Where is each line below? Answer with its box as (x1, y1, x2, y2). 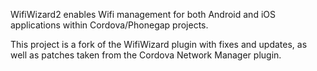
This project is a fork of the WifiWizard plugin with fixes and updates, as (10, 39, 308, 50)
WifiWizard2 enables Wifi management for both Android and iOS (10, 9, 276, 20)
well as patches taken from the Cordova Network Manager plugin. (10, 49, 282, 61)
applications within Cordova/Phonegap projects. (10, 19, 209, 31)
